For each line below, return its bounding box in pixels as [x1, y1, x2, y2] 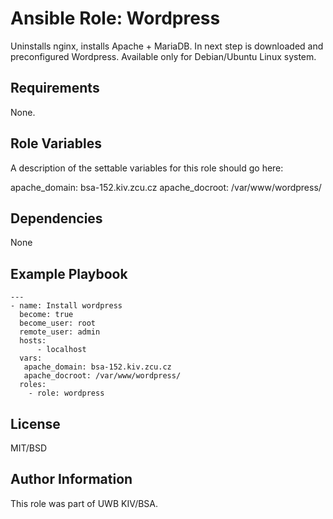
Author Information [10, 471, 133, 488]
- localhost [36, 345, 87, 355]
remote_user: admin [19, 327, 101, 337]
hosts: [19, 336, 47, 346]
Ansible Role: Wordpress [10, 7, 221, 30]
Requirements [10, 80, 100, 97]
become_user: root [19, 318, 97, 329]
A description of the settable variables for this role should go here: [10, 162, 284, 174]
